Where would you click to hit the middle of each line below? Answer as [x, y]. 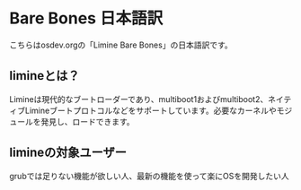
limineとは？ [44, 76]
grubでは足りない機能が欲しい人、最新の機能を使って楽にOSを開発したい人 [149, 176]
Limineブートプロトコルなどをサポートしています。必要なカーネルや [150, 110]
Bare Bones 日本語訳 [86, 18]
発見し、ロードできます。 [87, 121]
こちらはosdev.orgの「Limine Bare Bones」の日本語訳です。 [121, 45]
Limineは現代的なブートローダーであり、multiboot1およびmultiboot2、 [139, 99]
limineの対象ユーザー [68, 153]
